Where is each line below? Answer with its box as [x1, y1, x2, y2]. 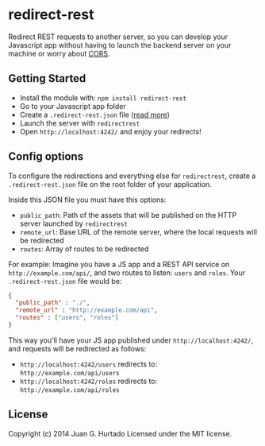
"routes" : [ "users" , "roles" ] [15, 314, 119, 322]
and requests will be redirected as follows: [8, 343, 147, 353]
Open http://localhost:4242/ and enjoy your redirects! [19, 126, 202, 136]
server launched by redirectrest [19, 219, 129, 228]
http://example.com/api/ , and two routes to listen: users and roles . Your [8, 268, 246, 277]
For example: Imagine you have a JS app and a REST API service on [8, 259, 230, 269]
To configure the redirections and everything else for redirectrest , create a [8, 171, 256, 180]
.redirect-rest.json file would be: [8, 276, 122, 285]
